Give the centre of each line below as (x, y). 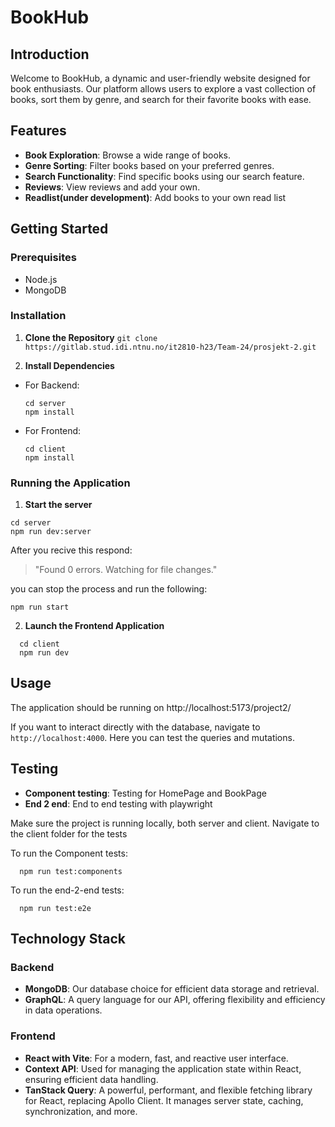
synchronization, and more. (81, 1111)
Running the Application (70, 483)
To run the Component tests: (69, 853)
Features (38, 131)
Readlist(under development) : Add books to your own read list (155, 197)
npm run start (40, 607)
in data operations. (63, 1010)
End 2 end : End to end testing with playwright (118, 803)
